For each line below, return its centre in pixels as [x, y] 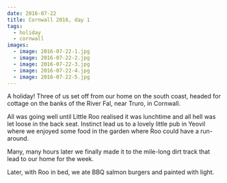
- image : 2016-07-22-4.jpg [52, 70]
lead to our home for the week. [51, 159]
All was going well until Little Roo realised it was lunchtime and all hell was [111, 117]
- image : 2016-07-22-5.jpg [52, 77]
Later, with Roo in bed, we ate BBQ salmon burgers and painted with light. [111, 172]
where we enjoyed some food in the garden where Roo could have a [103, 131]
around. [18, 139]
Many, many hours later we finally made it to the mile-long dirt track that [109, 152]
